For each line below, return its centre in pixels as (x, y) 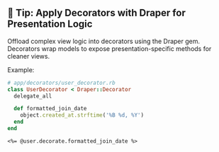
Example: (21, 70)
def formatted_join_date (50, 109)
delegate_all (33, 96)
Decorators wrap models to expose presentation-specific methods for (109, 48)
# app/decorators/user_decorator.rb (61, 83)
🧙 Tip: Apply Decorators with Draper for (96, 13)
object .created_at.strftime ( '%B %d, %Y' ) (82, 115)
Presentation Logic (50, 24)
